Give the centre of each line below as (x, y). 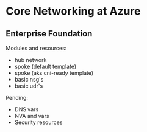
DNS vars (27, 109)
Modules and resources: (36, 48)
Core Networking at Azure (73, 11)
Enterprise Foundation (49, 34)
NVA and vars (32, 116)
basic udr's (29, 86)
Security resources (38, 122)
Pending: (17, 98)
